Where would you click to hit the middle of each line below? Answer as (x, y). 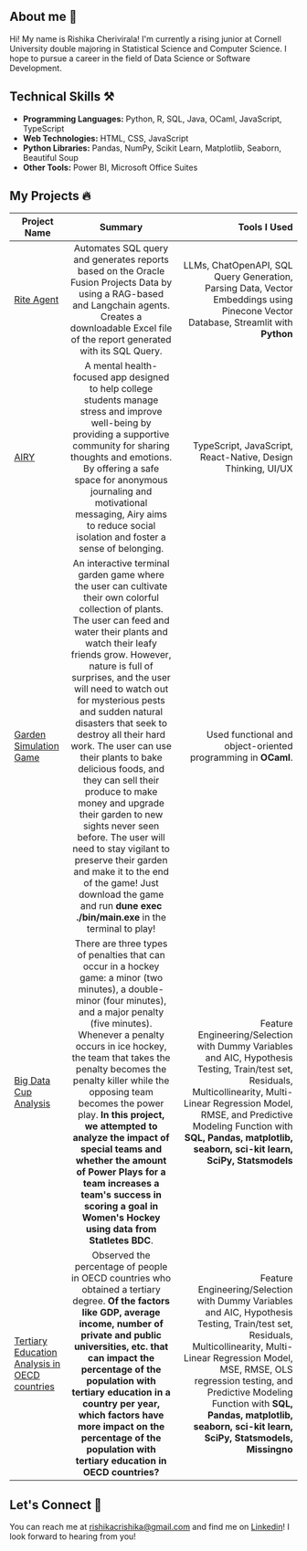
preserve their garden (121, 860)
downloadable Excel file (121, 328)
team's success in (121, 1195)
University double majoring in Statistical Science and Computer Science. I (148, 48)
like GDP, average (121, 1313)
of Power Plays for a (121, 1172)
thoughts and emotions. (121, 458)
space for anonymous (121, 480)
